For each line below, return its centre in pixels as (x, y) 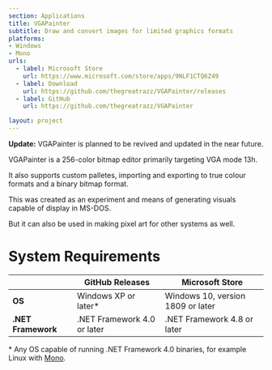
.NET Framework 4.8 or (209, 319)
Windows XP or (106, 296)
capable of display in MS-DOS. (60, 208)
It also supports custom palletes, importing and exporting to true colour (127, 175)
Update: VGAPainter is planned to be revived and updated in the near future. (136, 144)
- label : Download (47, 83)
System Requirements (84, 257)
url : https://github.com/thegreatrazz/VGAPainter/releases (125, 91)
